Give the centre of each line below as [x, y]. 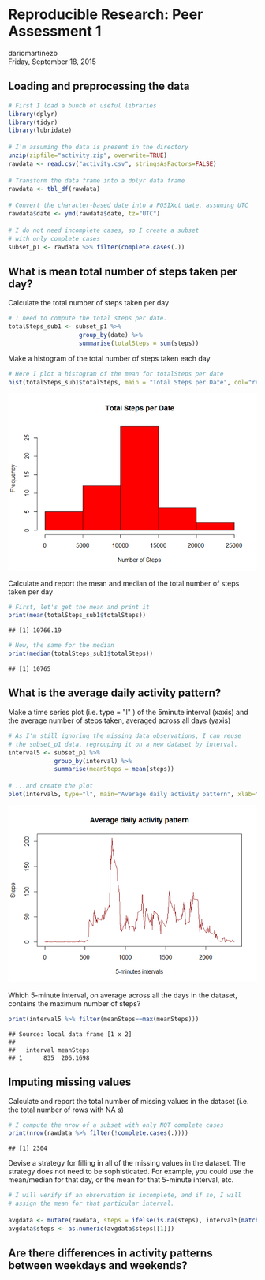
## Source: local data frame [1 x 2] [70, 1034]
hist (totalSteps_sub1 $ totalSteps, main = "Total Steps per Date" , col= [128, 382]
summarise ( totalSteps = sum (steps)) [139, 343]
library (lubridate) [40, 131]
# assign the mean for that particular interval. [91, 1204]
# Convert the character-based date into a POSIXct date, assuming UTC [128, 206]
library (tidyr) [33, 122]
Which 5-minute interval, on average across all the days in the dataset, [123, 995]
